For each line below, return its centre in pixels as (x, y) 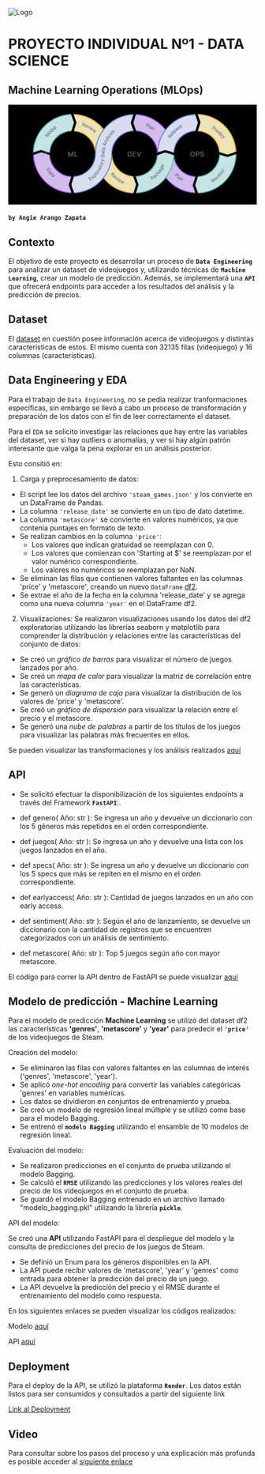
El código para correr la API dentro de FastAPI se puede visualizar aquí (123, 977)
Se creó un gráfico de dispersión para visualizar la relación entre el (129, 709)
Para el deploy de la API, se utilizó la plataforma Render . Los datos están (125, 1385)
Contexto (32, 242)
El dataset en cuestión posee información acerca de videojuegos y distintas (131, 338)
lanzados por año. (49, 667)
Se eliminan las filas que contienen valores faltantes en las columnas (131, 578)
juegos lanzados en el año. (63, 850)
